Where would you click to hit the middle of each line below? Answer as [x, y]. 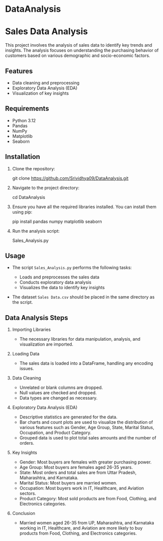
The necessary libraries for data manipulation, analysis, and [80, 339]
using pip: [22, 212]
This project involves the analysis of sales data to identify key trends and [79, 45]
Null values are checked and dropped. [58, 393]
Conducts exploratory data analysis [55, 282]
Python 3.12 [24, 120]
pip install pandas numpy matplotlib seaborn [57, 221]
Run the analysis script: [36, 231]
